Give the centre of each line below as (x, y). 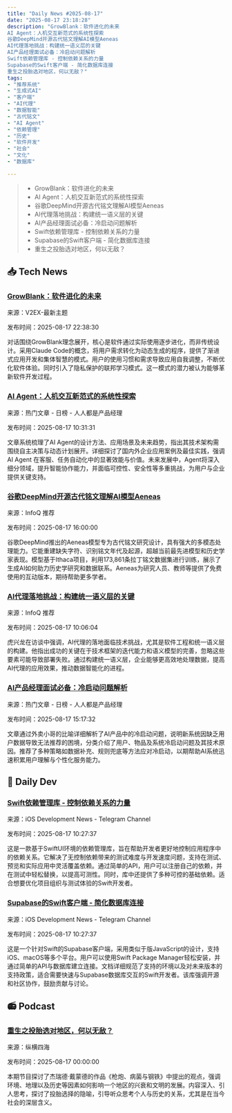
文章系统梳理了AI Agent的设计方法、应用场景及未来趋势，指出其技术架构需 (113, 442)
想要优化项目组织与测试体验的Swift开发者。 (75, 883)
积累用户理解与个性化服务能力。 (58, 759)
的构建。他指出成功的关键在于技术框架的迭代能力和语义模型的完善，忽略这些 (116, 651)
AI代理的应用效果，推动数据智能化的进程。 (68, 668)
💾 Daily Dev (32, 782)
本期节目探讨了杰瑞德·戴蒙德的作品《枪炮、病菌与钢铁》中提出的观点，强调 (114, 1076)
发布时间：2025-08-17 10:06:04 (53, 628)
